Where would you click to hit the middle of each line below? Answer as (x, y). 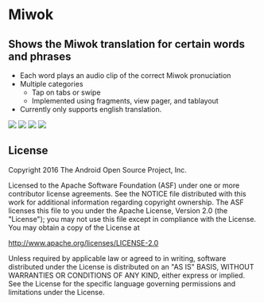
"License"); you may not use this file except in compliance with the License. (132, 219)
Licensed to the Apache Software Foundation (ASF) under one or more (124, 185)
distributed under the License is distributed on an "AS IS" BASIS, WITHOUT (131, 266)
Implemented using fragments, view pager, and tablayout (125, 101)
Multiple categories (51, 84)
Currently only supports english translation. (91, 109)
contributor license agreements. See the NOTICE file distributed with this (127, 193)
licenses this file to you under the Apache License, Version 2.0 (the (118, 210)
